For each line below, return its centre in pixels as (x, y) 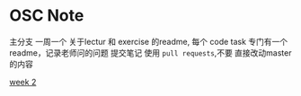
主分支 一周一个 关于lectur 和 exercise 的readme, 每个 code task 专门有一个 (149, 41)
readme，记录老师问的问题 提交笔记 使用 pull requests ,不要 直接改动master (150, 52)
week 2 (23, 82)
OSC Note (47, 16)
